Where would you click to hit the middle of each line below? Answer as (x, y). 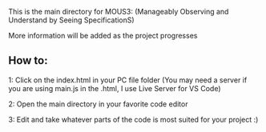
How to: (28, 60)
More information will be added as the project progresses (103, 36)
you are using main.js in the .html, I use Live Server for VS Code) (115, 88)
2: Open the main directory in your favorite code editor (98, 104)
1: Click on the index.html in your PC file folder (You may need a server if (128, 80)
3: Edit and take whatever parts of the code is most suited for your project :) (133, 119)
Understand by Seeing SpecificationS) (71, 20)
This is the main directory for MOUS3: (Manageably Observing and (119, 12)
